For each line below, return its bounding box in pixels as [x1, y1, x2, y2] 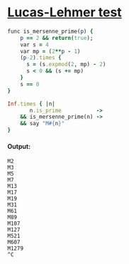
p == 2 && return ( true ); [20, 34, 94, 41]
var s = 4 [20, 41, 50, 48]
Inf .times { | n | [7, 100, 55, 107]
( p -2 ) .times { [20, 54, 62, 61]
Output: [7, 142, 30, 150]
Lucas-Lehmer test [7, 4, 122, 21]
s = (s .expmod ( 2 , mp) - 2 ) [26, 61, 106, 68]
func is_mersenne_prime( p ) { [7, 28, 94, 35]
